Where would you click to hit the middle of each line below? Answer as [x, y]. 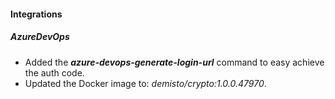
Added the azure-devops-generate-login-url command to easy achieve [174, 62]
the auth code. [54, 72]
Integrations [36, 14]
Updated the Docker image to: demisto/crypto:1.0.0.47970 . [145, 83]
